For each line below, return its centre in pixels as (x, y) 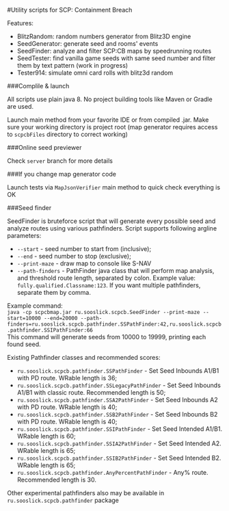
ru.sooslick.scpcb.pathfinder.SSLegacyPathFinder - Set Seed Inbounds (119, 385)
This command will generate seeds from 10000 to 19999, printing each (107, 337)
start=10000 (24, 318)
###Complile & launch (38, 86)
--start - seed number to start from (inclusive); (84, 249)
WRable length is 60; (46, 436)
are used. (21, 106)
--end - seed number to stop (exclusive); (74, 256)
